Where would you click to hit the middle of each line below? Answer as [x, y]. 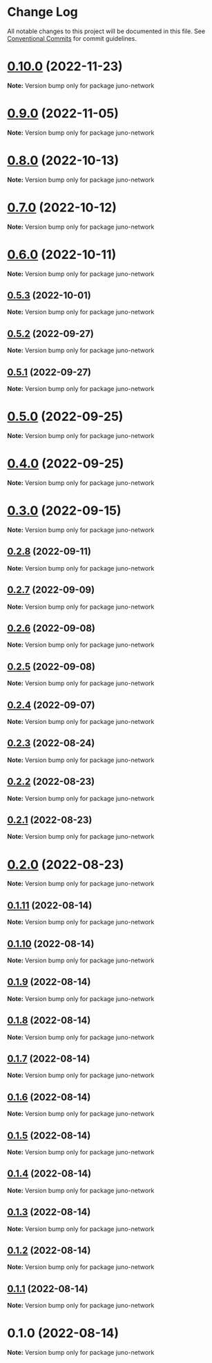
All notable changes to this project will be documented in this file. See [106, 31]
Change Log [42, 12]
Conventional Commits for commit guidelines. [72, 38]
